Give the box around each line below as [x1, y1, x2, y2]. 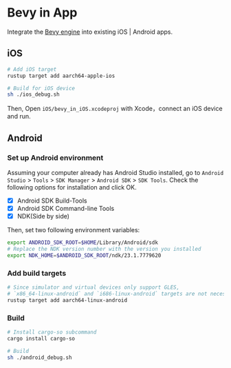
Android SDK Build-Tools [16, 196, 87, 205]
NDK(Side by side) [16, 212, 70, 221]
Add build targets [7, 268, 67, 278]
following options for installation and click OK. [7, 183, 137, 191]
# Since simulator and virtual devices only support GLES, [7, 284, 180, 291]
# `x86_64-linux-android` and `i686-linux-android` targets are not [7, 290, 208, 297]
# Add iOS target [7, 65, 57, 73]
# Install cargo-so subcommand [7, 329, 97, 336]
